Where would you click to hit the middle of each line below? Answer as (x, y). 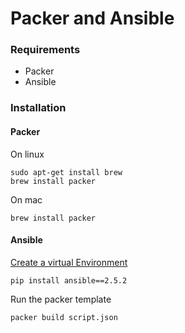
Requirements (45, 50)
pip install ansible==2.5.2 (69, 280)
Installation (38, 108)
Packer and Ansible (92, 18)
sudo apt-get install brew (66, 172)
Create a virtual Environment (69, 262)
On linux (27, 154)
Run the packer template (61, 299)
